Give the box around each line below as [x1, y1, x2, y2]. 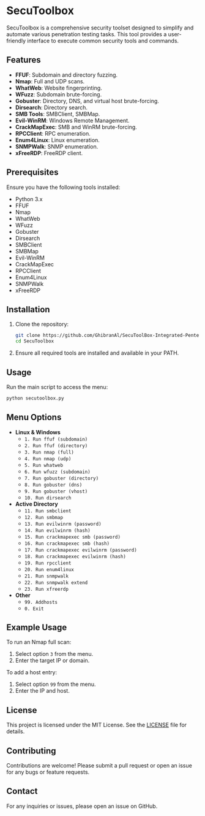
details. [6, 728, 25, 735]
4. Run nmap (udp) [24, 455, 72, 462]
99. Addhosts [24, 599, 58, 605]
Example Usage [6, 622, 67, 633]
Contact [6, 786, 38, 796]
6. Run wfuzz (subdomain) [24, 469, 91, 475]
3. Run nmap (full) [24, 449, 75, 455]
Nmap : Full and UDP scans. [15, 77, 85, 85]
